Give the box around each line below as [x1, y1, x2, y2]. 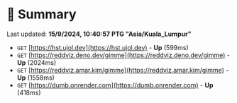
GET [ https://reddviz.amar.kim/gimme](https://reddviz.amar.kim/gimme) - [16, 66, 229, 74]
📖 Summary [6, 6, 77, 23]
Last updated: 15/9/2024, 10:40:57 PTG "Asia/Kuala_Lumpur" [6, 30, 192, 38]
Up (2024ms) [16, 58, 57, 66]
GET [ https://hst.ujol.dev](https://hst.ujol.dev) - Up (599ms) [16, 43, 189, 51]
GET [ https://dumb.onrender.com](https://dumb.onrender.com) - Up [16, 80, 214, 89]
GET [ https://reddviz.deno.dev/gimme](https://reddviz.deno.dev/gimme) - [16, 51, 231, 59]
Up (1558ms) [16, 73, 55, 82]
